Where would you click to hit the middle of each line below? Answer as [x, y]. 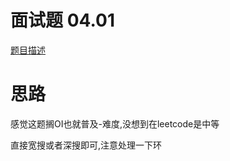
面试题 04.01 [62, 20]
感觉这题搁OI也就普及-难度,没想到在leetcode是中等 [115, 123]
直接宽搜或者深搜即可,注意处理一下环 [86, 145]
